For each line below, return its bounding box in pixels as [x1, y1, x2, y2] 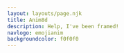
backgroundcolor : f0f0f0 [7, 36, 79, 43]
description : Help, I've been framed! [7, 23, 119, 30]
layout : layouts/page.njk [7, 10, 82, 17]
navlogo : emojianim [7, 29, 64, 36]
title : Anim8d [7, 17, 48, 23]
